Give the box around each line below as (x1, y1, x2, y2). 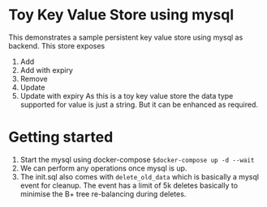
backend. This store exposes (8, 40, 106, 50)
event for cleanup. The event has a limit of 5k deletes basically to (19, 180, 238, 190)
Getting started (8, 128, 114, 146)
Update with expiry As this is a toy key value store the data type (19, 91, 234, 100)
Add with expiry (19, 65, 73, 74)
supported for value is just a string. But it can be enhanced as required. (19, 99, 258, 109)
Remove (19, 74, 48, 83)
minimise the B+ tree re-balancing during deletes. (19, 188, 187, 199)
